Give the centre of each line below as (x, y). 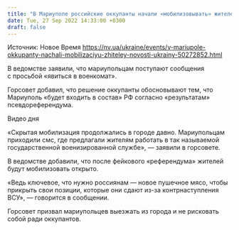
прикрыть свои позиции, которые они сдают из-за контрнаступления (113, 190)
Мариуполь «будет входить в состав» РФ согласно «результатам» (109, 97)
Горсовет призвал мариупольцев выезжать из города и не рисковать (113, 212)
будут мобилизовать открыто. (53, 169)
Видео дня (23, 119)
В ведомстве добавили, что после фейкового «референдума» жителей (116, 161)
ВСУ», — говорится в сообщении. (58, 198)
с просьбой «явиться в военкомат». (62, 76)
